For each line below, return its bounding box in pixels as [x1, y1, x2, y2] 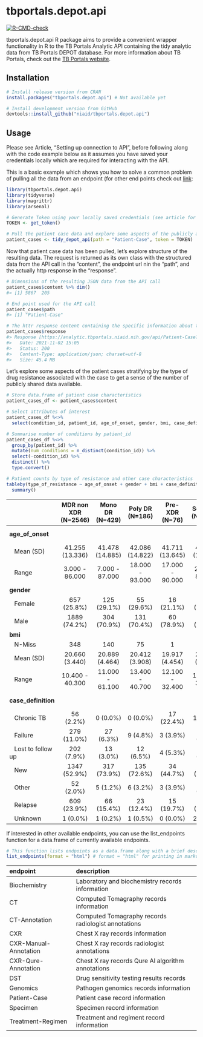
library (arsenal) [6, 203, 50, 209]
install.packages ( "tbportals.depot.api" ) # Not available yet [6, 94, 166, 100]
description [76, 867, 110, 875]
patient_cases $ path [6, 306, 56, 312]
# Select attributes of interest [6, 409, 91, 415]
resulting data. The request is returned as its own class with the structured [6, 254, 192, 262]
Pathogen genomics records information [76, 984, 190, 992]
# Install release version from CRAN [6, 89, 101, 95]
